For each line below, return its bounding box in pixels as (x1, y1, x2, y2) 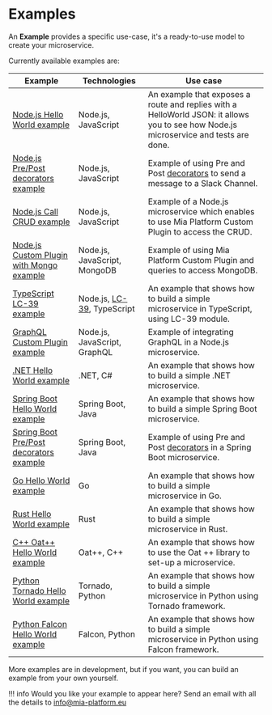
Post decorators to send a (147, 167, 246, 179)
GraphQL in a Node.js (147, 336, 229, 348)
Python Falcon (12, 618, 67, 629)
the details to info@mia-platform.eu (8, 697, 127, 707)
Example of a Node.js (147, 196, 229, 207)
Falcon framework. (147, 644, 219, 655)
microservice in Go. (147, 490, 223, 501)
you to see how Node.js (147, 119, 237, 130)
